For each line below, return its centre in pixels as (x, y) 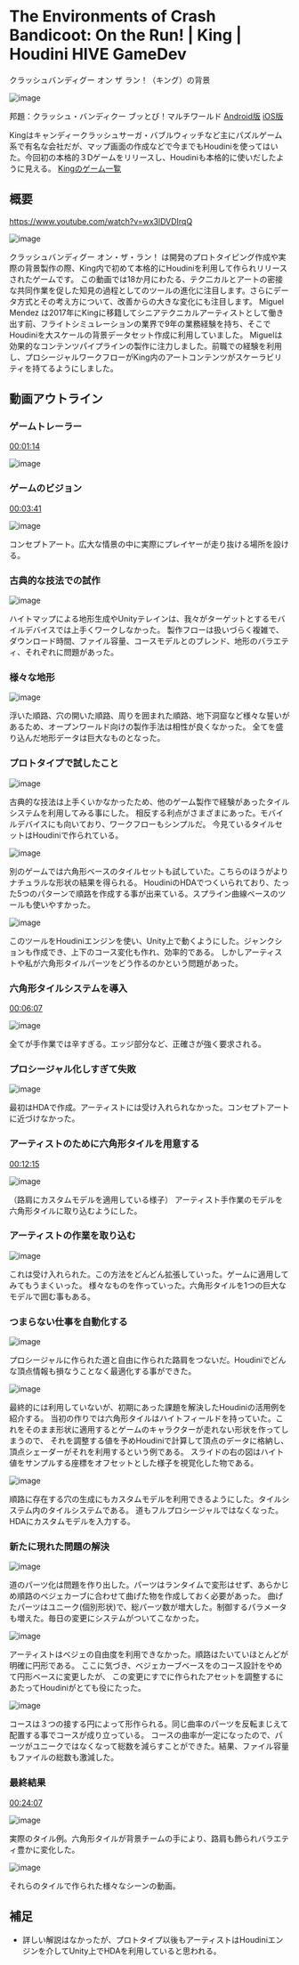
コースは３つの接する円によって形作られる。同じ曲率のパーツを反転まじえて (149, 1724)
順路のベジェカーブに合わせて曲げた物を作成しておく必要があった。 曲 (146, 1596)
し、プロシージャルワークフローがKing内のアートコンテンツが (122, 357)
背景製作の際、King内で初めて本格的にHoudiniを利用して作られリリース (156, 268)
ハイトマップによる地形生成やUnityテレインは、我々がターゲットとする (139, 619)
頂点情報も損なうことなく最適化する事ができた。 (106, 1371)
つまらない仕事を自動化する (69, 1321)
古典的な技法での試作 (55, 581)
